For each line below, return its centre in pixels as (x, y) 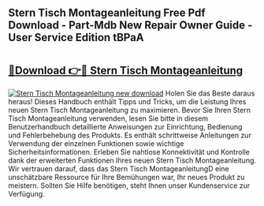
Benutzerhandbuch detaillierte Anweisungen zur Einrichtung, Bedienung (125, 127)
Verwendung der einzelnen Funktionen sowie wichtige (96, 144)
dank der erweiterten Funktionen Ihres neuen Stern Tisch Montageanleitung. (132, 160)
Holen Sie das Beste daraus (210, 93)
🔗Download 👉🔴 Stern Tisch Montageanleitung (126, 70)
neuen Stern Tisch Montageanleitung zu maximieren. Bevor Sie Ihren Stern (129, 110)
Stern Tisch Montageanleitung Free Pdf (107, 13)
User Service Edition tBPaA (76, 37)
